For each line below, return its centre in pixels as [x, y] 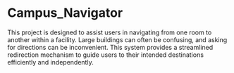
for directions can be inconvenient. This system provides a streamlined [110, 47]
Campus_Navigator [65, 13]
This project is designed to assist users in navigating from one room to [110, 32]
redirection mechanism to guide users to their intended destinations [106, 55]
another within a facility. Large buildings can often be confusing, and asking [117, 39]
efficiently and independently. [50, 62]
